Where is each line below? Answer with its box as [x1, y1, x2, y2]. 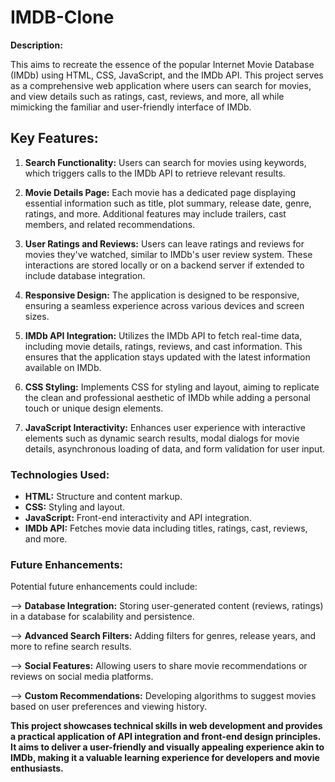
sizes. [24, 310, 50, 322]
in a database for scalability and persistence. [10, 611, 195, 623]
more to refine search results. [10, 641, 132, 653]
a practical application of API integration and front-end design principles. [10, 731, 321, 743]
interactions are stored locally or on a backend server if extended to [24, 259, 305, 271]
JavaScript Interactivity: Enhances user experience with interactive [24, 421, 306, 433]
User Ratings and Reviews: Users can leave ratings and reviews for [24, 237, 305, 250]
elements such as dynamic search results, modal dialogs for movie [24, 432, 300, 444]
